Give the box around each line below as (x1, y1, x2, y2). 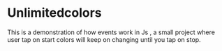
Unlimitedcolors (7, 5, 103, 21)
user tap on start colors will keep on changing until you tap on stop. (7, 35, 201, 43)
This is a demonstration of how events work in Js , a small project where (7, 28, 215, 36)
